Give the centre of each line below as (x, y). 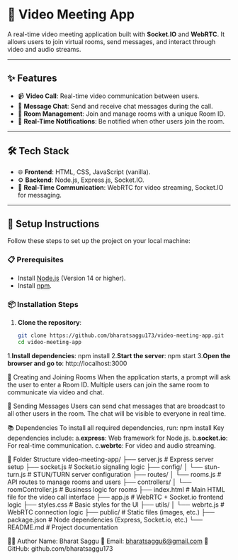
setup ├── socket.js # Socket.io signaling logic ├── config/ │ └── (105, 467)
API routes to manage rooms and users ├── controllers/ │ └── (100, 482)
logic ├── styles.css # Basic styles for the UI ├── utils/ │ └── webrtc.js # (116, 505)
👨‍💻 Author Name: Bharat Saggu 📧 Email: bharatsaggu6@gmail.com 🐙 (108, 541)
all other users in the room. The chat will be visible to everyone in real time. (117, 413)
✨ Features (32, 79)
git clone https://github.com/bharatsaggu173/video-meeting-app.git (121, 335)
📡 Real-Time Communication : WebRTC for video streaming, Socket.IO (120, 187)
